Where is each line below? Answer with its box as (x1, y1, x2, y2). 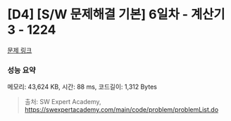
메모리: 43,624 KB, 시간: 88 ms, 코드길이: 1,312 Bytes (7, 82, 157, 91)
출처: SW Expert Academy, (24, 98, 101, 106)
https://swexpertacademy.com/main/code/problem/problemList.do (24, 106, 219, 114)
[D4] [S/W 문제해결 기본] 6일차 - (7, 6, 189, 23)
